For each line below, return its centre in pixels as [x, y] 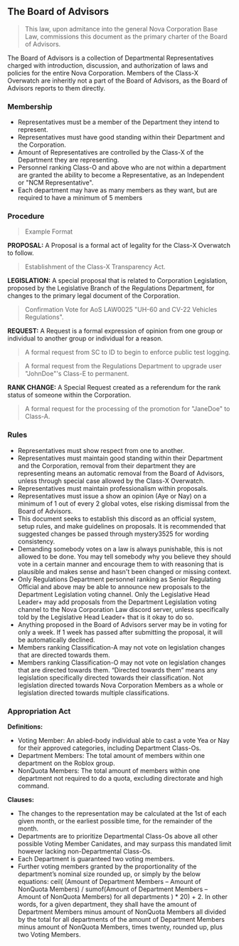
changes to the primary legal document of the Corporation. [94, 296]
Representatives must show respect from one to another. [101, 450]
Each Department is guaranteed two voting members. [96, 859]
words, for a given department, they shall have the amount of [107, 904]
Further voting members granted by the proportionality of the [107, 866]
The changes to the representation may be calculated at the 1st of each [122, 814]
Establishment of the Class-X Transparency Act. [95, 267]
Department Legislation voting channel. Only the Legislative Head [113, 594]
